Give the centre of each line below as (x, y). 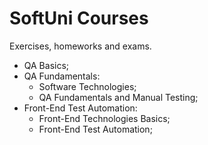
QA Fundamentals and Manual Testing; (118, 97)
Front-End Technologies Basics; (104, 118)
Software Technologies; (87, 86)
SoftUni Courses (79, 18)
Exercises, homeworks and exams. (80, 46)
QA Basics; (46, 65)
